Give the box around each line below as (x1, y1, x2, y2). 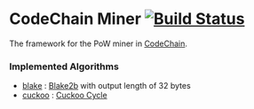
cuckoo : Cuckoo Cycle (21, 90, 108, 101)
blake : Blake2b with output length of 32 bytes (21, 81, 191, 91)
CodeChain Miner (9, 9, 142, 29)
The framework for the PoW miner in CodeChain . (9, 38, 188, 49)
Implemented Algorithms (9, 60, 120, 73)
